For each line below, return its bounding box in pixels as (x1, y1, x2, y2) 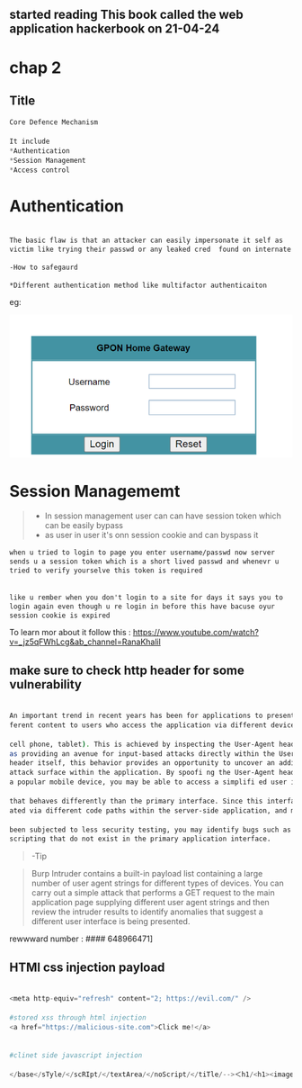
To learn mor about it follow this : (9, 627, 132, 638)
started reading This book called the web (9, 7, 244, 22)
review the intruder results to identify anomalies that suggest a (31, 906, 263, 917)
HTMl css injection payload (9, 959, 165, 975)
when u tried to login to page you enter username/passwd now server (9, 548, 276, 557)
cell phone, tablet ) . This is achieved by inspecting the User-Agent (9, 740, 276, 749)
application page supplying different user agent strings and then (31, 897, 270, 908)
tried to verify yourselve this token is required (9, 566, 203, 575)
